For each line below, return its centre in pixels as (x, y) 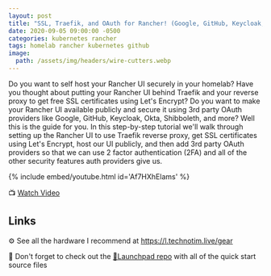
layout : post (30, 16)
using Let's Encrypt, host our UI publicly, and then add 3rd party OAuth (126, 144)
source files (28, 265)
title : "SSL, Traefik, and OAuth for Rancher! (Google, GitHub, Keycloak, (137, 23)
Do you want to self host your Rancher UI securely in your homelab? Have (131, 84)
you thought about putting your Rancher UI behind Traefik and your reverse (133, 92)
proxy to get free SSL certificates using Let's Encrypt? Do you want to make (134, 101)
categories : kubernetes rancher (63, 38)
